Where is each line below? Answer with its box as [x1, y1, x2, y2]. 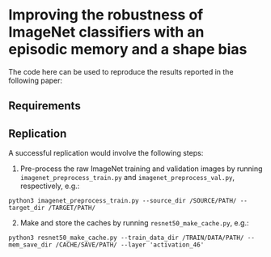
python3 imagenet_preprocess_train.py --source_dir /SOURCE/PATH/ [8, 197, 237, 205]
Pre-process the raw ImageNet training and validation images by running [19, 164, 263, 173]
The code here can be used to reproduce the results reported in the [8, 66, 234, 76]
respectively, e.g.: [19, 181, 80, 191]
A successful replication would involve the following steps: [8, 148, 204, 158]
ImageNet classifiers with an [8, 23, 205, 41]
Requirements [8, 99, 81, 113]
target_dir [8, 204, 45, 212]
